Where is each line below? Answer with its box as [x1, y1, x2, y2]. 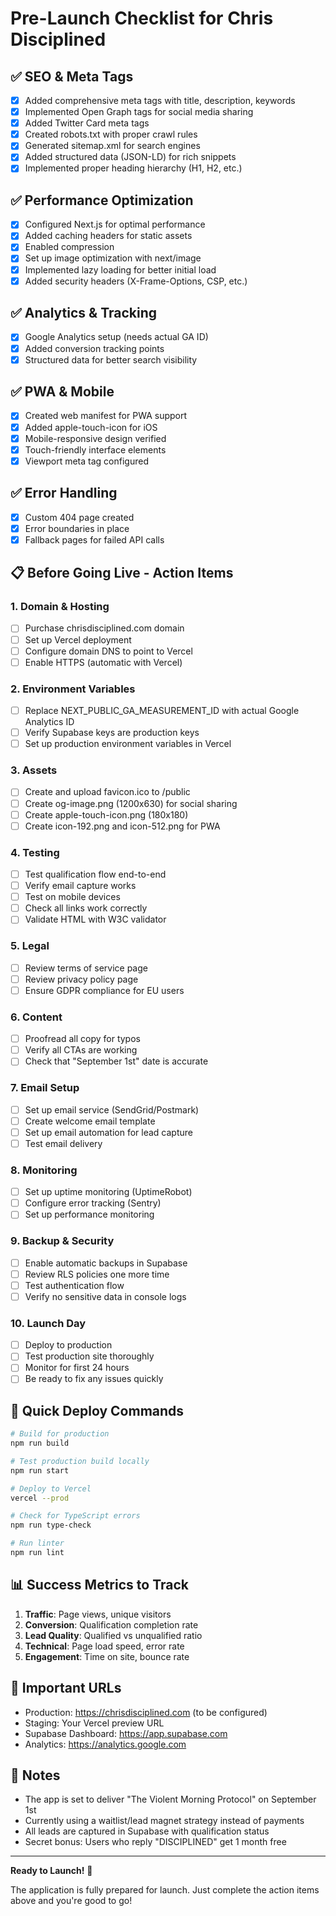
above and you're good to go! [10, 1895, 133, 1907]
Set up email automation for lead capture [24, 1126, 193, 1138]
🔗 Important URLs [10, 1680, 122, 1697]
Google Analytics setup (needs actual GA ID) [24, 331, 209, 343]
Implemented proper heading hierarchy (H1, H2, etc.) [24, 162, 243, 174]
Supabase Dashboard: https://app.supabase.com [24, 1727, 228, 1739]
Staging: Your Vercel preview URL [24, 1717, 165, 1729]
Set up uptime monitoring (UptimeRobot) [24, 1186, 193, 1198]
